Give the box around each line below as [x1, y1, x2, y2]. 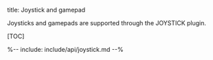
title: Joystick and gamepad [7, 6, 86, 14]
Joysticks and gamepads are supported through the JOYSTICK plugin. [7, 19, 207, 27]
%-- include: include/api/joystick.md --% [7, 46, 124, 53]
